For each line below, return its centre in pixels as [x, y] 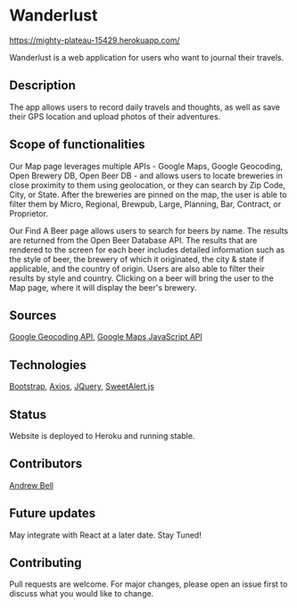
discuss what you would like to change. [82, 594]
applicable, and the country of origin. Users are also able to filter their [137, 268]
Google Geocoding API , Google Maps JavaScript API [106, 337]
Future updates [53, 514]
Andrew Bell [31, 485]
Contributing [45, 563]
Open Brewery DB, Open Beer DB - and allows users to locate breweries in [146, 176]
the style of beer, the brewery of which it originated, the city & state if [137, 259]
